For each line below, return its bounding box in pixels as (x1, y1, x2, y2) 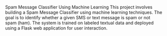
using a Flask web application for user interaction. (5, 25, 108, 31)
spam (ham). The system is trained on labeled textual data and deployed (5, 20, 154, 26)
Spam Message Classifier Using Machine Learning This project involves (5, 4, 153, 10)
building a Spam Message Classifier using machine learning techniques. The (5, 9, 163, 15)
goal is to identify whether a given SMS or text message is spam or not (5, 15, 151, 20)
